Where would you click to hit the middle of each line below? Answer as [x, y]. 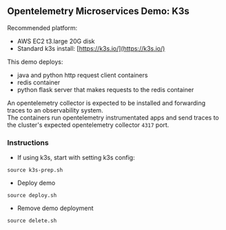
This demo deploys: [35, 62]
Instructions [28, 142]
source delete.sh [32, 221]
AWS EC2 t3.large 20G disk [56, 41]
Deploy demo [36, 183]
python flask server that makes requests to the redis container [105, 89]
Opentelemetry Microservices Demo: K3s [98, 11]
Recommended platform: [42, 27]
